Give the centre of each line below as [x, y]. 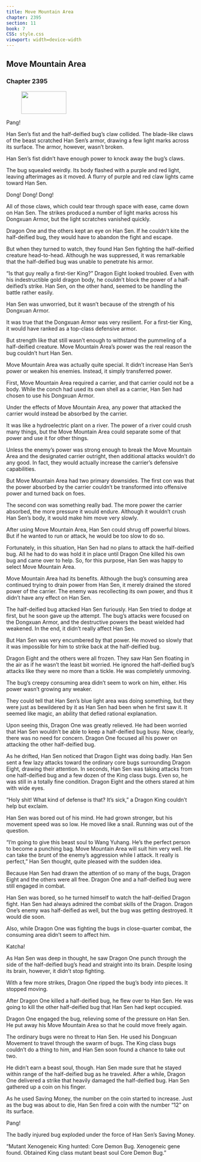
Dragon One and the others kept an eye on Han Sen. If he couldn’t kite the [97, 231]
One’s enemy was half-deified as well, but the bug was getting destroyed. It [100, 910]
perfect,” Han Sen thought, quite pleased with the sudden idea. [84, 861]
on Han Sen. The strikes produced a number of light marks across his [92, 213]
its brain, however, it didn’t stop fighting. [56, 971]
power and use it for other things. [47, 438]
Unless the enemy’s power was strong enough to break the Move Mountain [99, 450]
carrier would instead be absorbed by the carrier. [67, 414]
